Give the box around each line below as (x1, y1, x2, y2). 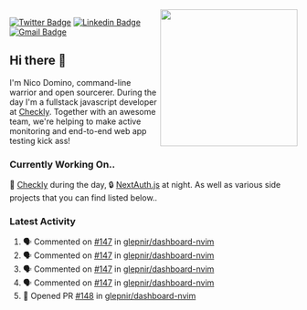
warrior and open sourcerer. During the (9, 87, 157, 98)
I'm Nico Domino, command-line (9, 77, 132, 88)
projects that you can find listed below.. (9, 192, 158, 203)
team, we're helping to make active (9, 116, 142, 127)
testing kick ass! (9, 135, 71, 146)
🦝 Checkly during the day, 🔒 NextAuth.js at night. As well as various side (9, 180, 281, 191)
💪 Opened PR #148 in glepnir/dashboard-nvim (22, 291, 196, 302)
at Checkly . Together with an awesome (9, 106, 156, 117)
